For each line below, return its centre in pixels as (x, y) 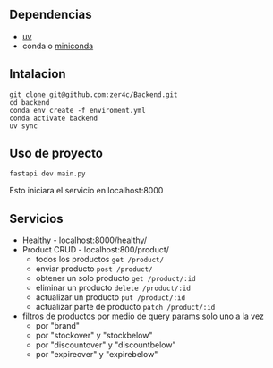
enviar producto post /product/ (94, 269)
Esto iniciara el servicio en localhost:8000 (86, 191)
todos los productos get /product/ (99, 260)
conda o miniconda (58, 46)
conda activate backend (54, 118)
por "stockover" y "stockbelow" (94, 336)
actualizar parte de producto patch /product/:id (125, 307)
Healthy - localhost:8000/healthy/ (85, 240)
